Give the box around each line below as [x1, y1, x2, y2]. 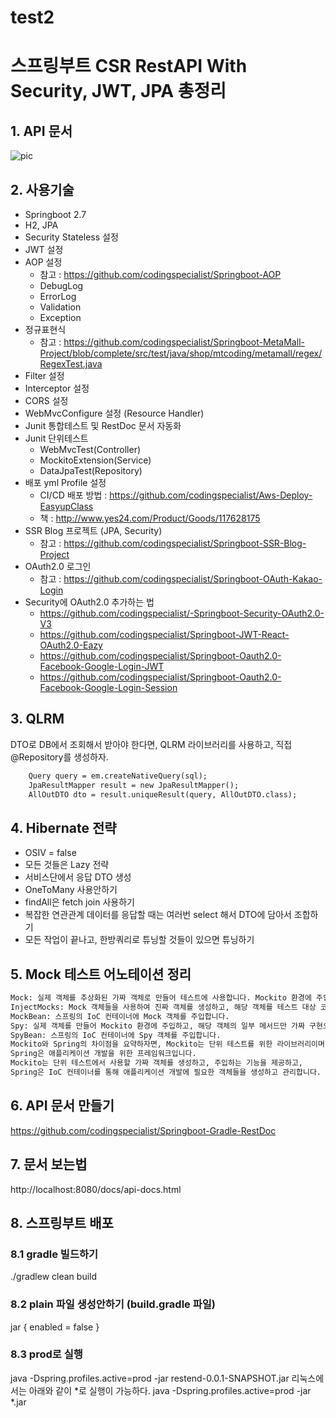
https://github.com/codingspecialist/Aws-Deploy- [109, 489, 313, 501]
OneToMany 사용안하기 [24, 884, 118, 896]
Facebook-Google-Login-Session [39, 682, 178, 693]
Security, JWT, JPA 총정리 [10, 80, 227, 103]
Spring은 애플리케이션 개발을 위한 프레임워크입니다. [10, 1049, 197, 1059]
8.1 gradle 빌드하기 [10, 1247, 99, 1261]
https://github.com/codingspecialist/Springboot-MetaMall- [63, 336, 305, 348]
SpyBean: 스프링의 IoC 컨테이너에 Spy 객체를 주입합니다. [10, 1030, 222, 1040]
